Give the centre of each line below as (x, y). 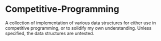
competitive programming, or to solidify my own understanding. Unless (78, 28)
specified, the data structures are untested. (50, 33)
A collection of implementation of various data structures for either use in (80, 23)
